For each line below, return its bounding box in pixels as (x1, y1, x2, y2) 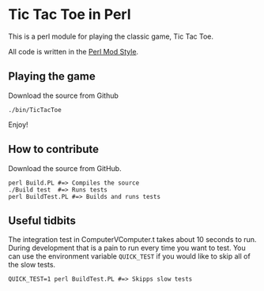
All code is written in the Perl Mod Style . (8, 47, 139, 56)
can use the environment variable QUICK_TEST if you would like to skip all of (8, 252, 251, 261)
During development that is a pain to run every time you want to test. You (8, 243, 247, 253)
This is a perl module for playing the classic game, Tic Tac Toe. (8, 32, 214, 41)
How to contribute (8, 143, 100, 156)
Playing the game (8, 69, 96, 84)
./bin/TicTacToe (8, 106, 62, 114)
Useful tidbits (8, 214, 77, 227)
